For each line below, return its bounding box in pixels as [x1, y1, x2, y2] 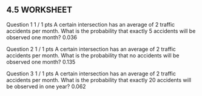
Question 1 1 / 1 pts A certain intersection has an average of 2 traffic [6, 21, 175, 28]
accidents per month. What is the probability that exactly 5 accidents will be [6, 27, 196, 34]
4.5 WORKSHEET [6, 5, 73, 15]
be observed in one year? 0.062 [6, 83, 86, 90]
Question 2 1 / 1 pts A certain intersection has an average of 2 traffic [6, 45, 176, 53]
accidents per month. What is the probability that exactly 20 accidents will [6, 76, 192, 83]
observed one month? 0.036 [6, 33, 78, 41]
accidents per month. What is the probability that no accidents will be [6, 51, 180, 59]
